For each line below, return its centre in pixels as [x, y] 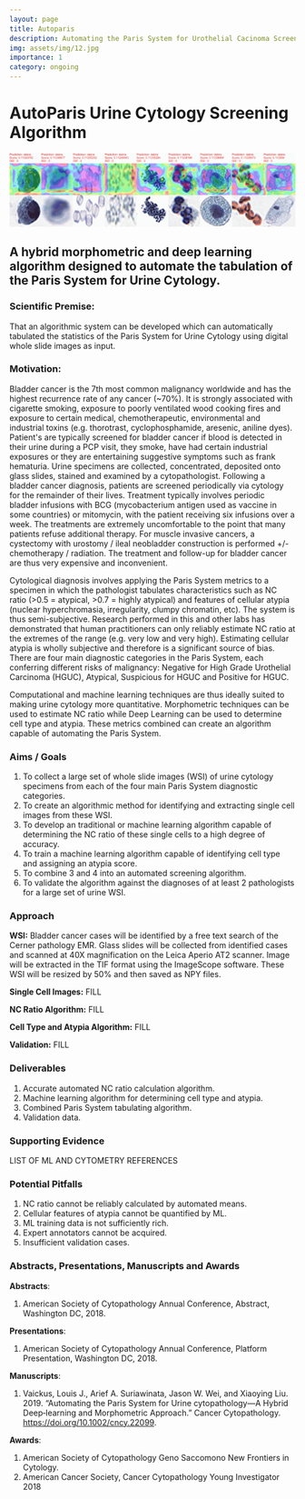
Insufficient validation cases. [76, 1243]
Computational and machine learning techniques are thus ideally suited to [147, 695]
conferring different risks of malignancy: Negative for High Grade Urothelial [150, 667]
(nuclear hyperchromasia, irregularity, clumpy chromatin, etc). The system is [152, 609]
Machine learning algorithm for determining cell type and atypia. [143, 1098]
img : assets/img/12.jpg [54, 48]
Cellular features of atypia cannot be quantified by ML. [124, 1214]
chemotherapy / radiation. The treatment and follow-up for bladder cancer [148, 553]
